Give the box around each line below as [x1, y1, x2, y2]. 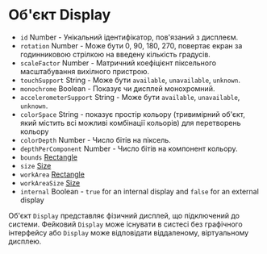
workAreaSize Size [19, 177, 81, 187]
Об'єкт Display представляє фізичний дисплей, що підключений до [8, 210, 240, 220]
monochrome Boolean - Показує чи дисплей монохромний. [19, 83, 215, 94]
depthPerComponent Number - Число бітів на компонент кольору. [19, 144, 238, 153]
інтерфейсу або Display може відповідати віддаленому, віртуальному [8, 227, 249, 237]
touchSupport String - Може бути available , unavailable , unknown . [19, 75, 240, 85]
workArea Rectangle [19, 169, 85, 179]
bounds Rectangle [19, 152, 78, 162]
